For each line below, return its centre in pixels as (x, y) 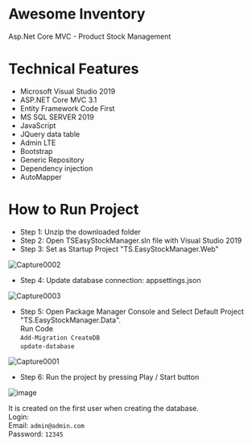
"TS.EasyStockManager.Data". (70, 320)
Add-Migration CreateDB (60, 338)
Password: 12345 (36, 434)
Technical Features (74, 69)
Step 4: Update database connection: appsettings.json (110, 280)
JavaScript (38, 125)
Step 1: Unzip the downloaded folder (80, 231)
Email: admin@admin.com (46, 425)
